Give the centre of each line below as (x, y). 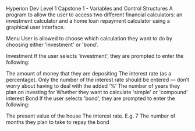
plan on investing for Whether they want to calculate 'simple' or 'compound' (97, 92)
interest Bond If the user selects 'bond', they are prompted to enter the (91, 98)
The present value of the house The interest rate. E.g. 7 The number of (91, 116)
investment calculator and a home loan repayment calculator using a (88, 21)
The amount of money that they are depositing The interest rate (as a (89, 73)
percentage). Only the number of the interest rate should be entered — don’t (97, 80)
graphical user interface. (36, 27)
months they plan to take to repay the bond (58, 122)
